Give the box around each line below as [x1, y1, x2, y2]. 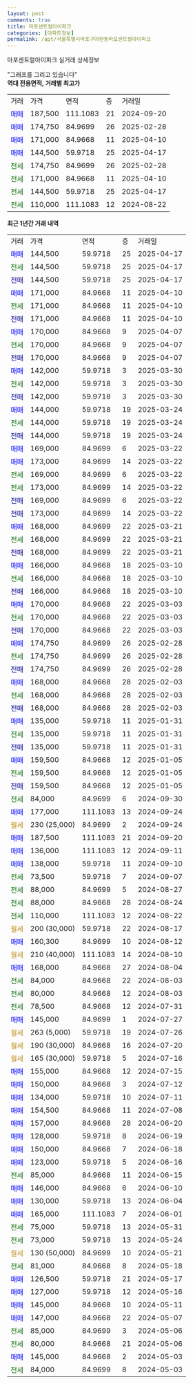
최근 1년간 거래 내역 [7, 219, 59, 228]
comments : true [7, 17, 51, 24]
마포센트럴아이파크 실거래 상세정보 [7, 56, 100, 64]
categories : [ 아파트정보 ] [7, 29, 74, 37]
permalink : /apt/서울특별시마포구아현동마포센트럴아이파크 [7, 36, 152, 43]
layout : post [7, 10, 45, 17]
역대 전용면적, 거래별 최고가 [7, 79, 81, 87]
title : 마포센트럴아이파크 [7, 23, 72, 30]
